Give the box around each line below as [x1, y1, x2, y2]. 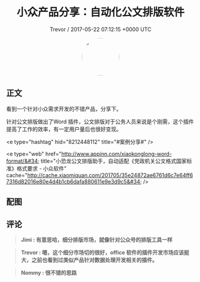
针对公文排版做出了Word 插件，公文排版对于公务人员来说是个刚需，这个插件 [6, 118, 195, 125]
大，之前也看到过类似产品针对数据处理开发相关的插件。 [20, 256, 157, 263]
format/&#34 [6, 157, 38, 164]
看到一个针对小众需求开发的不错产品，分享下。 [6, 105, 122, 112]
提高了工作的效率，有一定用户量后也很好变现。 [6, 125, 122, 133]
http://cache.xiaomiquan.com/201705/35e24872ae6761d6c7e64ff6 [27, 172, 193, 179]
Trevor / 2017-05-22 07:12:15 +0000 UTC [50, 25, 151, 33]
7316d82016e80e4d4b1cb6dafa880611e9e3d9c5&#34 [6, 178, 141, 185]
